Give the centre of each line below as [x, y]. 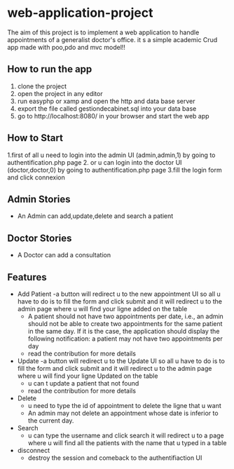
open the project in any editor [60, 93]
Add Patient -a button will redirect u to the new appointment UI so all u [119, 294]
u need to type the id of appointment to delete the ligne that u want [125, 406]
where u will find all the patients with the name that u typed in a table [127, 443]
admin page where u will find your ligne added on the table [102, 309]
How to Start [35, 138]
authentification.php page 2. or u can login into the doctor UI [95, 162]
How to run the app [50, 69]
